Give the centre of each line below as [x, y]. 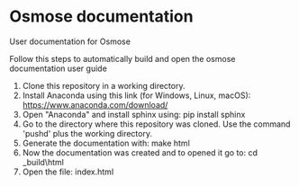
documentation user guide [59, 68]
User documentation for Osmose [70, 41]
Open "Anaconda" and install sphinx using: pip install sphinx [134, 114]
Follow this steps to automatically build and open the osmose [122, 58]
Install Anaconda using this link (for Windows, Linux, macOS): [136, 95]
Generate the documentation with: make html [106, 143]
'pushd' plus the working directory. [87, 133]
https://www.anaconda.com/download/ [95, 104]
